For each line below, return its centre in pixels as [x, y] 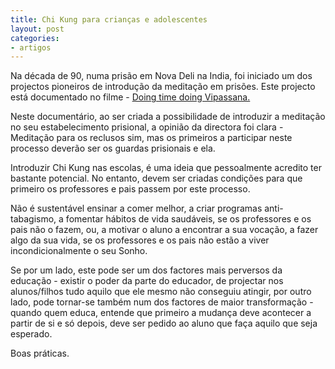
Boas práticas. [40, 353]
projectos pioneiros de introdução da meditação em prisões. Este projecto [163, 87]
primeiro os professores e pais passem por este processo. [130, 189]
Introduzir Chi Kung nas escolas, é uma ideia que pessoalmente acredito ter [166, 168]
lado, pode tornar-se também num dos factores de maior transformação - [162, 302]
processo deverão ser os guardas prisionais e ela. [113, 148]
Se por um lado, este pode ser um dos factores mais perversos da [146, 270]
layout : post [37, 29]
